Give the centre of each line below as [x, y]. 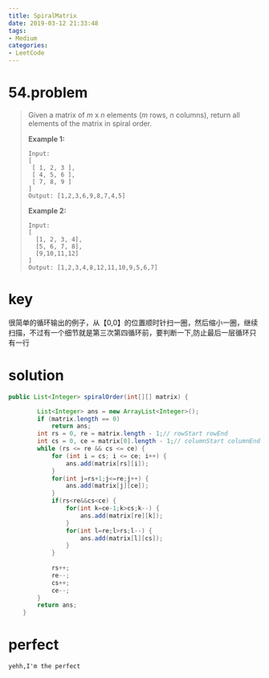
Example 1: [47, 139]
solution [36, 376]
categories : [28, 46]
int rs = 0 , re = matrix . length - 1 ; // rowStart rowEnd [132, 434]
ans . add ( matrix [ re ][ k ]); [121, 516]
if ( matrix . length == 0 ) [79, 419]
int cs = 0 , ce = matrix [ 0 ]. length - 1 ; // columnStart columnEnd [149, 441]
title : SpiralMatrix [43, 16]
